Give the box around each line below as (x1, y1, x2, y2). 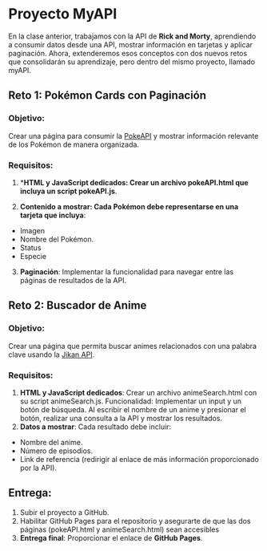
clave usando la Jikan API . (8, 350, 95, 359)
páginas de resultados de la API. (19, 275, 126, 285)
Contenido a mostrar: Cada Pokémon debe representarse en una (19, 201, 239, 211)
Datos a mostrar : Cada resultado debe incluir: (19, 422, 172, 431)
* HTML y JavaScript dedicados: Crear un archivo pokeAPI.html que (19, 177, 249, 187)
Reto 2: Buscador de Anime (8, 298, 147, 313)
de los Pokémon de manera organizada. (8, 140, 140, 149)
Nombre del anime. (19, 437, 83, 447)
